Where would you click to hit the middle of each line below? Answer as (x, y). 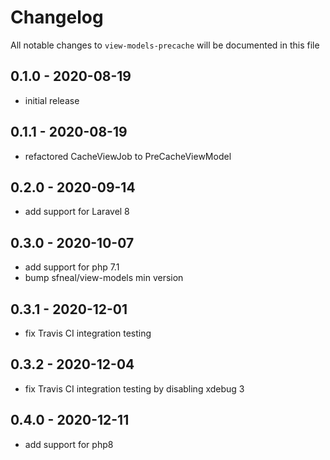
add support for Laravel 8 (77, 212)
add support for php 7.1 (72, 267)
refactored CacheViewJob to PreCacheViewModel (128, 156)
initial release (52, 100)
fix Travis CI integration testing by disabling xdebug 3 (134, 388)
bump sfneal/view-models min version (104, 278)
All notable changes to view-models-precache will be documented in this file (165, 45)
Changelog (57, 17)
